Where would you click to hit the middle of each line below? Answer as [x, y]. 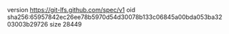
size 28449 [66, 24]
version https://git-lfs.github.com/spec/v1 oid [71, 10]
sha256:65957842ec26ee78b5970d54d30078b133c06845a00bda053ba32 [115, 17]
